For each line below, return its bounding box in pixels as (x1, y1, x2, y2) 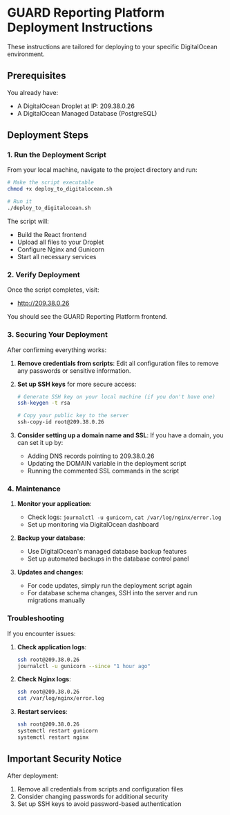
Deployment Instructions (7, 19, 153, 35)
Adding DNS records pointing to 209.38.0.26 (27, 452, 155, 460)
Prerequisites (7, 70, 66, 82)
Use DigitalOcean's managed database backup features (27, 547, 187, 556)
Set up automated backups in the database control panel (27, 554, 189, 563)
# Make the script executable (7, 179, 95, 186)
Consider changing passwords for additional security (17, 792, 169, 800)
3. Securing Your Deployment (7, 330, 108, 340)
